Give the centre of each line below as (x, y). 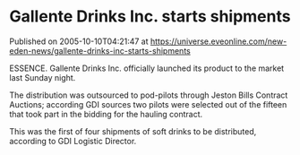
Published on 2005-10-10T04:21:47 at (79, 41)
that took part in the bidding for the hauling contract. (106, 114)
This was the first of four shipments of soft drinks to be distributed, (133, 131)
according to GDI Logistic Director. (73, 141)
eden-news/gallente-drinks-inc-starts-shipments (100, 50)
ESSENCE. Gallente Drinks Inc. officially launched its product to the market (147, 68)
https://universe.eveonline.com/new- (219, 41)
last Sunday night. (43, 77)
